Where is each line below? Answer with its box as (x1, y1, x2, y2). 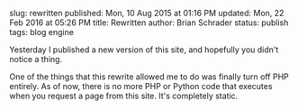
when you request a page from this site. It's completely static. (9, 90, 239, 101)
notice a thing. (9, 54, 63, 64)
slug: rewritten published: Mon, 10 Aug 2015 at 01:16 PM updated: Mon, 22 (9, 8, 284, 18)
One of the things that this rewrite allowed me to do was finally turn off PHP (9, 71, 290, 82)
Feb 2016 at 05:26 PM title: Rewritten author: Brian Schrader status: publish (9, 17, 289, 28)
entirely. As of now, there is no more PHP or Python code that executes (9, 81, 273, 91)
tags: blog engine (9, 27, 75, 37)
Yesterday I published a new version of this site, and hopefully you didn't (9, 44, 279, 55)
